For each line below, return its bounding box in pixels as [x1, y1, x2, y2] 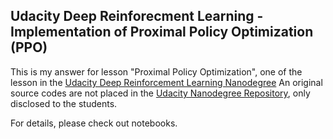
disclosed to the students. [10, 97, 118, 109]
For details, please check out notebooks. [10, 117, 178, 129]
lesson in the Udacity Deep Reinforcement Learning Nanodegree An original [10, 76, 323, 88]
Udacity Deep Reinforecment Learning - [10, 8, 264, 25]
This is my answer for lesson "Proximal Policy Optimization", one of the [10, 65, 303, 78]
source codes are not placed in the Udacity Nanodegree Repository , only [10, 87, 311, 99]
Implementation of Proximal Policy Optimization [10, 24, 314, 41]
